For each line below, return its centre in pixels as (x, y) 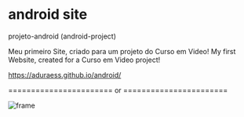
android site (48, 15)
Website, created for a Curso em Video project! (84, 60)
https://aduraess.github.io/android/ (65, 75)
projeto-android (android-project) (62, 36)
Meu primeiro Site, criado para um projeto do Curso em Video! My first (122, 51)
